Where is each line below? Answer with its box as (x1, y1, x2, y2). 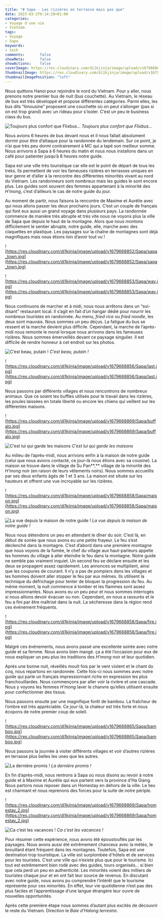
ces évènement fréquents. (5, 604, 58, 610)
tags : (5, 30, 16, 34)
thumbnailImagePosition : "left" (5, 75, 70, 80)
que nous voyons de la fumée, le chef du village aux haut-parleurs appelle (5, 548, 154, 553)
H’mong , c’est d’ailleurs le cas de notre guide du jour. (5, 188, 111, 194)
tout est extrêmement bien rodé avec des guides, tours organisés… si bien (5, 862, 154, 868)
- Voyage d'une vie (5, 20, 45, 26)
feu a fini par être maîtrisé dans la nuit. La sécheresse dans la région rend (5, 599, 152, 605)
